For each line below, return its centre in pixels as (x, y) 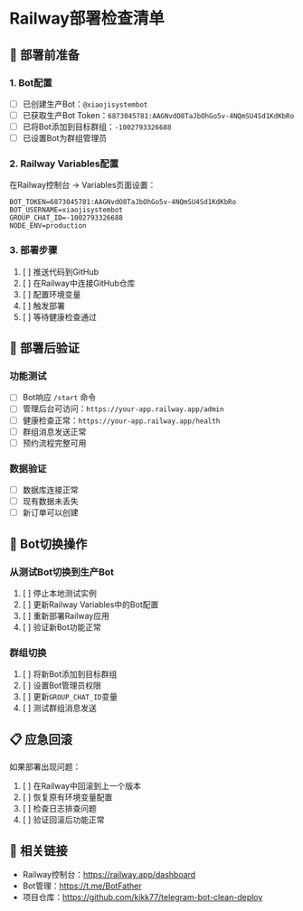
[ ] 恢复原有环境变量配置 (67, 797)
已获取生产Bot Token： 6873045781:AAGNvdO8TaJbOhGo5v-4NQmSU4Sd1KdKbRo (158, 115)
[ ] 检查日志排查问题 (59, 808)
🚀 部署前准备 (44, 55)
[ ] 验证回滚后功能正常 (63, 820)
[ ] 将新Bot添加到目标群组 (70, 674)
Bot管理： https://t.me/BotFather (82, 886)
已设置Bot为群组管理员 (64, 138)
